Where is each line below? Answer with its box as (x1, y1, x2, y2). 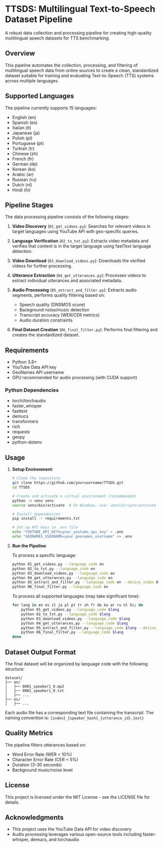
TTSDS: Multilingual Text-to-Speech (5, 3, 156, 15)
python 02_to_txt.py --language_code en (12, 566, 95, 571)
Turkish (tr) (12, 145, 35, 151)
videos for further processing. (12, 263, 72, 269)
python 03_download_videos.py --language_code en (12, 571, 115, 576)
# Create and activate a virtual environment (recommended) (12, 494, 137, 499)
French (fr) (12, 156, 34, 161)
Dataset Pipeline (5, 14, 73, 25)
